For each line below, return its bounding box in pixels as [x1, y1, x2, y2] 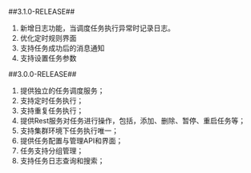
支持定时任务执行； [19, 96, 84, 105]
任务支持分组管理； [19, 146, 84, 155]
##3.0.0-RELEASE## [8, 70, 77, 78]
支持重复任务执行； [19, 106, 84, 115]
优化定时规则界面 [19, 34, 77, 42]
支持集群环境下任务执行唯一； [19, 126, 119, 135]
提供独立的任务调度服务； [19, 86, 105, 95]
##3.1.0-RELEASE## [8, 7, 75, 16]
